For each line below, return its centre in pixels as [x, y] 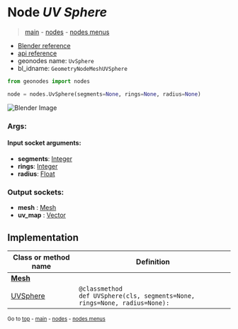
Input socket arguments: [44, 143]
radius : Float [36, 174]
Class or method [41, 257]
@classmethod [101, 289]
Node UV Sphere [57, 12]
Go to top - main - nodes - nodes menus [57, 319]
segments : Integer [45, 158]
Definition [153, 262]
